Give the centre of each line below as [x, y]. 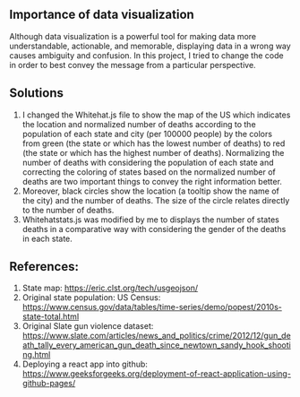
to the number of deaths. [68, 210]
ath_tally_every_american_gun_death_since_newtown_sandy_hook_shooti [156, 345]
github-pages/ [49, 384]
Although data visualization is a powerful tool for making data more [133, 36]
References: [44, 267]
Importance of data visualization [102, 15]
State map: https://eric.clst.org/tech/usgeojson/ [110, 288]
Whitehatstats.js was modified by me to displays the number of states [150, 220]
